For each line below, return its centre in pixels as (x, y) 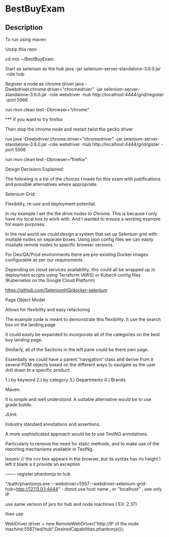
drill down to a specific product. (38, 370)
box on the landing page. (31, 325)
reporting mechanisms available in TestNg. (50, 449)
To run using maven (26, 39)
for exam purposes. (26, 224)
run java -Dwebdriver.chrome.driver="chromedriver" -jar (64, 139)
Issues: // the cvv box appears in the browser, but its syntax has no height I (83, 459)
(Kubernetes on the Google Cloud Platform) (50, 280)
